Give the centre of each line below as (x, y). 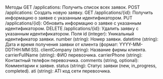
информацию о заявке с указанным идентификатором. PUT (69, 18)
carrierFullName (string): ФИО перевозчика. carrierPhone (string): (74, 55)
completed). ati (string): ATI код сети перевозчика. (58, 71)
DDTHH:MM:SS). (22, 50)
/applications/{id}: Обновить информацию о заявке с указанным (73, 23)
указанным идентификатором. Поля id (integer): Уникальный (70, 34)
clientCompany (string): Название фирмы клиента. (93, 50)
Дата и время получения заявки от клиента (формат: (62, 44)
